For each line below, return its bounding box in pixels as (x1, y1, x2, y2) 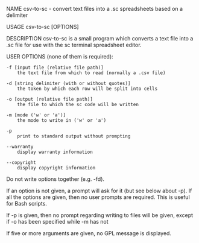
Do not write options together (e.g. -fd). (6, 175, 104, 183)
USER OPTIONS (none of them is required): (6, 53, 113, 60)
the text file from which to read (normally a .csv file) (17, 70, 166, 76)
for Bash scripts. (6, 200, 47, 207)
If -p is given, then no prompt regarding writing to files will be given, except (6, 212, 194, 219)
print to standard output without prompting (17, 133, 131, 139)
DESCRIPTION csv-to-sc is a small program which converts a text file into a (6, 35, 194, 42)
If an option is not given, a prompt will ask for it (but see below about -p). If (6, 187, 192, 194)
